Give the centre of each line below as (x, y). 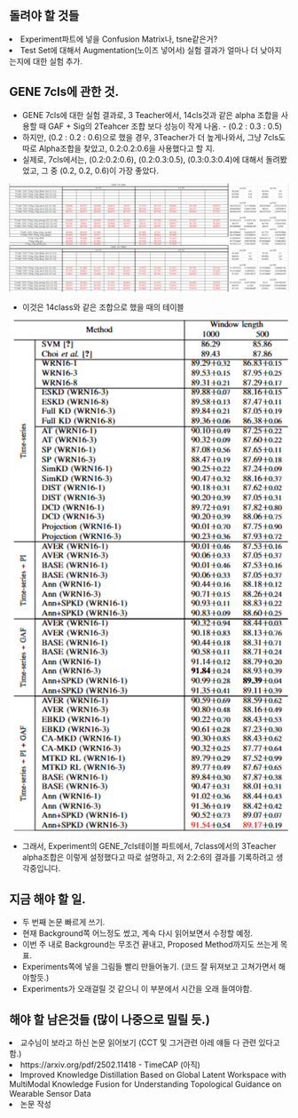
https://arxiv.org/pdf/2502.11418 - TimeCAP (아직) (111, 1065)
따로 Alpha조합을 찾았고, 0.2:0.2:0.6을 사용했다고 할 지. (118, 148)
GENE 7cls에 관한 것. (64, 92)
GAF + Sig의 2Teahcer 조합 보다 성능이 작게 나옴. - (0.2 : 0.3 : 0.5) (165, 126)
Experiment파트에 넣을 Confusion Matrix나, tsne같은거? (119, 39)
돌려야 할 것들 (44, 16)
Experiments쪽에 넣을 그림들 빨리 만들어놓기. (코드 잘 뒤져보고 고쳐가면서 (149, 967)
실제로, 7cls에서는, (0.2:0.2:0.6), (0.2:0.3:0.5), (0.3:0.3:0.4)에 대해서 (143, 159)
